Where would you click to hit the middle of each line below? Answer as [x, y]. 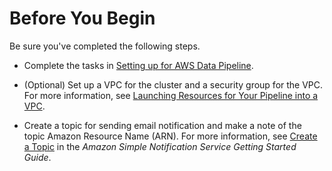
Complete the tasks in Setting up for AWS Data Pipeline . [138, 65]
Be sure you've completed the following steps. [105, 46]
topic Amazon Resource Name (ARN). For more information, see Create [170, 136]
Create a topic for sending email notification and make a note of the [162, 125]
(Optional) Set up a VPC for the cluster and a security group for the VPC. [173, 84]
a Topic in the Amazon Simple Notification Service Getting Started [160, 146]
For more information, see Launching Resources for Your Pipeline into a [171, 95]
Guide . [37, 157]
